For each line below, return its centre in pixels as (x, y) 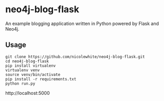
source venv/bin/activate (33, 74)
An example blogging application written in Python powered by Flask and (82, 23)
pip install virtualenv (31, 66)
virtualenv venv (22, 70)
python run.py (20, 83)
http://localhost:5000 (28, 93)
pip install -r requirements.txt (41, 79)
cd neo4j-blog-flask (27, 61)
